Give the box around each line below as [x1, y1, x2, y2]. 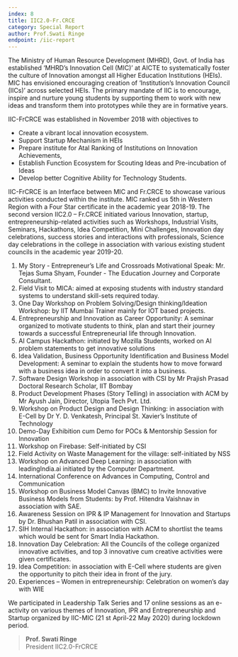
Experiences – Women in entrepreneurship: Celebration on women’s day [18, 578, 229, 586]
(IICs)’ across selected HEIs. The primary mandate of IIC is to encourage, [8, 86, 222, 95]
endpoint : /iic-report [8, 37, 75, 44]
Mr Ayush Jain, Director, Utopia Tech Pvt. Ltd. [18, 397, 152, 406]
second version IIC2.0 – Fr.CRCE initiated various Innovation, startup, [8, 210, 209, 219]
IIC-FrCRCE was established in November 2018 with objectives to [8, 115, 199, 124]
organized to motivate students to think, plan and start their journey [18, 321, 215, 330]
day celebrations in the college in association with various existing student [8, 240, 225, 248]
